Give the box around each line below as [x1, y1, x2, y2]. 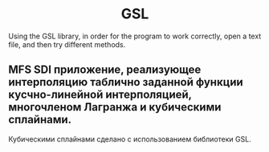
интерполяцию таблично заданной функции [8, 75, 243, 89]
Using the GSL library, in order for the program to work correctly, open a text [8, 31, 262, 41]
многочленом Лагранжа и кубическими [8, 101, 222, 114]
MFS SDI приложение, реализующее [8, 63, 202, 77]
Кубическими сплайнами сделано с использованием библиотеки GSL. [8, 134, 251, 144]
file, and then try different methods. [8, 39, 126, 49]
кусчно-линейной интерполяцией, [8, 88, 192, 102]
